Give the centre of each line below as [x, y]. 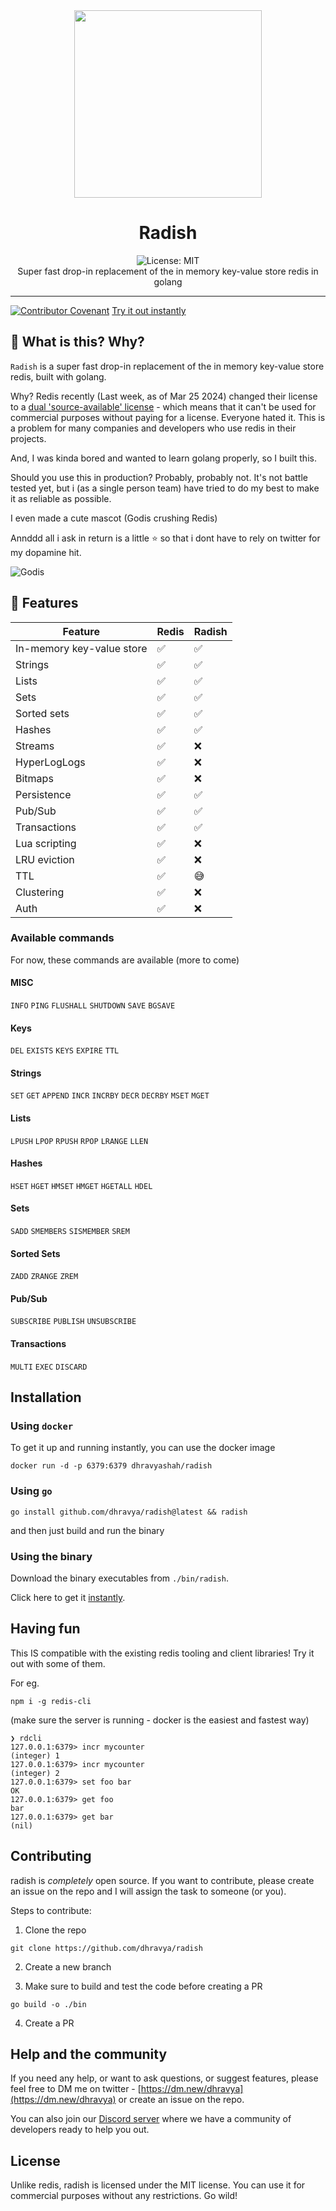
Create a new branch [68, 1966]
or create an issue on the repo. [181, 2100]
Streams [35, 746]
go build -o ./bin [48, 2004]
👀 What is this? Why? [77, 342]
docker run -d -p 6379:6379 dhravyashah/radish [111, 1466]
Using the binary [51, 1556]
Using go [31, 1491]
